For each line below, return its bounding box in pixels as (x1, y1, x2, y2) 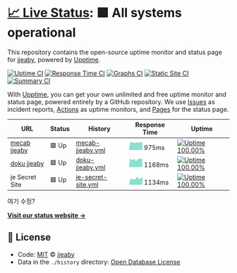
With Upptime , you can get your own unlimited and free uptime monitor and (7, 90, 227, 99)
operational (7, 25, 76, 41)
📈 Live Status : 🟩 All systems (7, 5, 182, 21)
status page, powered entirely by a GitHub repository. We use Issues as (7, 97, 215, 106)
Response (135, 120, 166, 129)
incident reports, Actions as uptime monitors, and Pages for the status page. (7, 105, 229, 113)
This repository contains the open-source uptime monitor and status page (7, 48, 222, 56)
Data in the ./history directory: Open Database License (17, 258, 181, 266)
